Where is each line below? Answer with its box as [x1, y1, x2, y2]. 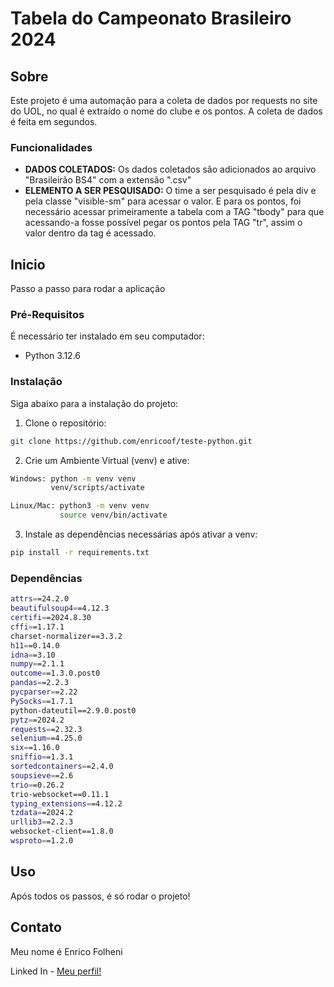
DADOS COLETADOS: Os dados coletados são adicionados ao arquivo [24, 163, 317, 176]
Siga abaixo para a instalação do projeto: [10, 397, 179, 409]
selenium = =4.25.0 [10, 733, 83, 744]
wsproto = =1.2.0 [10, 836, 74, 846]
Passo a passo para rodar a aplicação [10, 283, 166, 295]
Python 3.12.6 [24, 350, 82, 362]
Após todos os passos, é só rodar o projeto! [10, 890, 191, 902]
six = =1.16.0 [10, 743, 60, 753]
